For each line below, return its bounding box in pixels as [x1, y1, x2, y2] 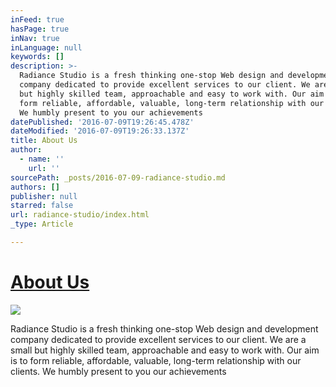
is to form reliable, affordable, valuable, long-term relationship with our [10, 354, 302, 366]
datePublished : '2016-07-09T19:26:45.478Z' [10, 117, 195, 127]
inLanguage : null [10, 42, 83, 53]
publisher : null [10, 191, 78, 201]
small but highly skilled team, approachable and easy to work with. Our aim [10, 344, 320, 356]
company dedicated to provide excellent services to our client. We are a [10, 333, 307, 345]
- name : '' [19, 154, 65, 164]
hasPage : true [10, 24, 70, 34]
